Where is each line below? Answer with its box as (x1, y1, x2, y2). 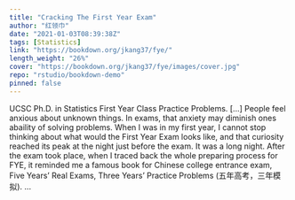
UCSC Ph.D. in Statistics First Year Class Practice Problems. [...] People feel (9, 103, 286, 113)
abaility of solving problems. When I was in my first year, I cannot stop (9, 121, 267, 133)
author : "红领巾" (9, 21, 69, 30)
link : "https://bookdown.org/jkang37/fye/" (9, 46, 173, 55)
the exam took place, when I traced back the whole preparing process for (9, 150, 278, 160)
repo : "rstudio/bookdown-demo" (9, 71, 125, 80)
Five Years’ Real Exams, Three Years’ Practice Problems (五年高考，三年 (9, 170, 274, 181)
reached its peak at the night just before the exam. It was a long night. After (9, 141, 286, 151)
